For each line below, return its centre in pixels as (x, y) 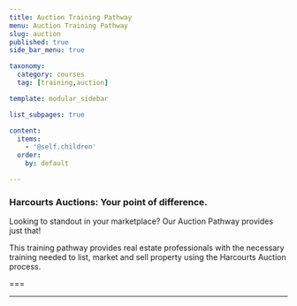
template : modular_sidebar (59, 98)
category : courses (51, 75)
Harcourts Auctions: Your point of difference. (108, 202)
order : (29, 156)
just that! (25, 231)
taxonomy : (27, 66)
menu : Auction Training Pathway (69, 26)
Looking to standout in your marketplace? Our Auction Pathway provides (141, 221)
